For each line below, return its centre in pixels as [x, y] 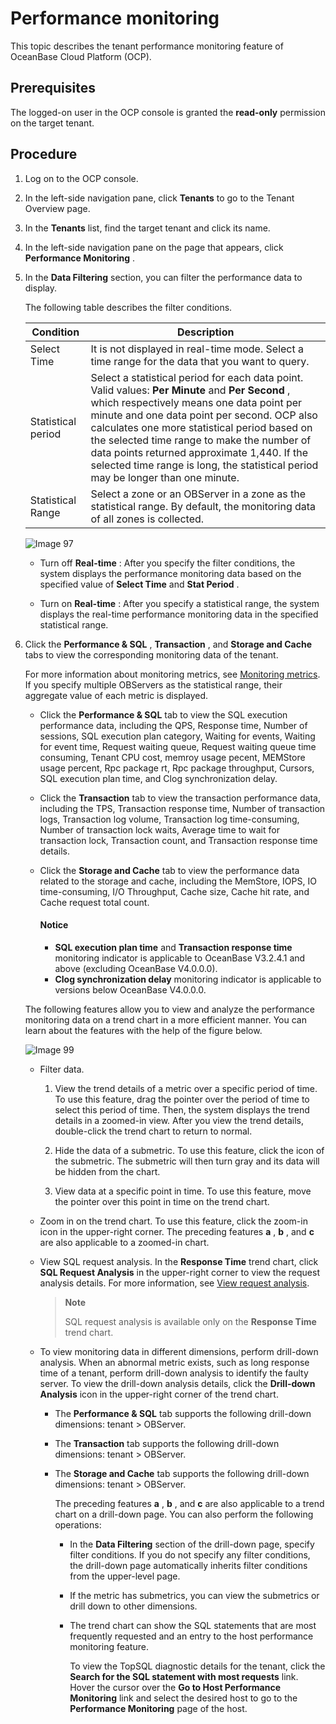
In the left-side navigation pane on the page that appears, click [154, 247]
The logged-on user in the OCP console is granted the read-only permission [168, 112]
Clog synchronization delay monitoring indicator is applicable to [188, 979]
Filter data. [62, 1069]
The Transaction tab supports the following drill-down [167, 1443]
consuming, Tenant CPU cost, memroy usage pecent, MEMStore [172, 757]
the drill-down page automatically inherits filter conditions [188, 1565]
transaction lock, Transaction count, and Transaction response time [178, 840]
